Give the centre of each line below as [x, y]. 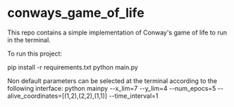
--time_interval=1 [134, 96]
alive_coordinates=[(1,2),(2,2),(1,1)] [57, 96]
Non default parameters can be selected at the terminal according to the [112, 81]
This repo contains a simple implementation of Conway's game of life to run [117, 32]
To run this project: [35, 53]
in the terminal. [29, 39]
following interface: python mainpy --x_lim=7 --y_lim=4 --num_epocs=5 [112, 88]
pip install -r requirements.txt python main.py [73, 67]
